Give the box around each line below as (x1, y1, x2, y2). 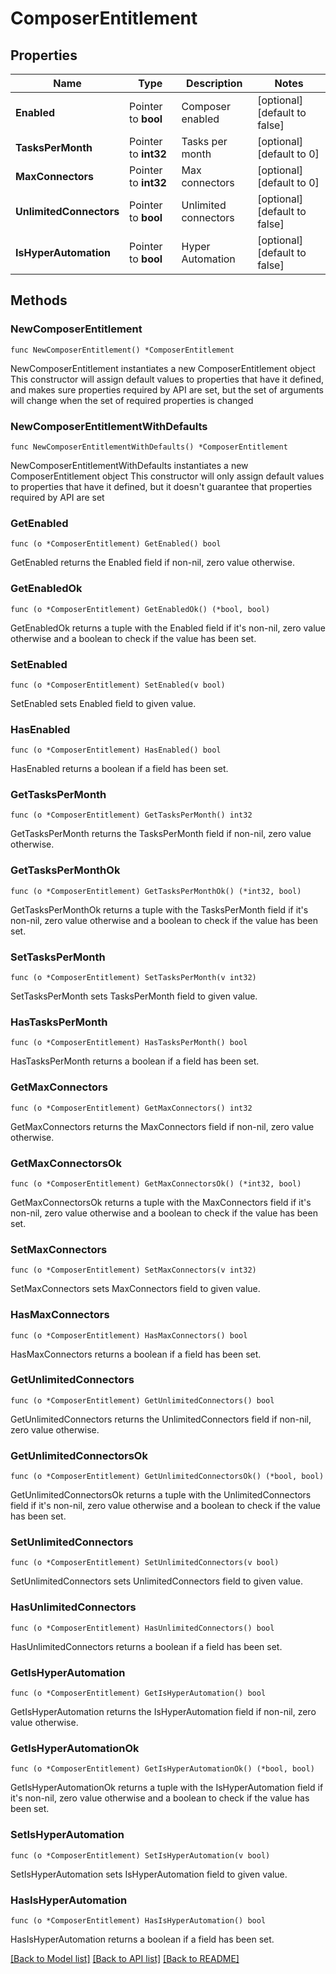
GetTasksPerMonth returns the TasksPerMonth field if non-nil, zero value (10, 828, 312, 840)
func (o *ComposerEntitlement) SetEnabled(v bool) (10, 680, 226, 690)
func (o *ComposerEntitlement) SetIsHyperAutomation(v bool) (10, 1850, 271, 1861)
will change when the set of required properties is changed (10, 394, 254, 406)
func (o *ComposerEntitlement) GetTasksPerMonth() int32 (10, 810, 253, 821)
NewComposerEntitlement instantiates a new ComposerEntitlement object (10, 362, 316, 374)
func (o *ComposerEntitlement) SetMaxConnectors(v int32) (10, 1265, 257, 1276)
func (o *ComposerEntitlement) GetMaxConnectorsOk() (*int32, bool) (10, 1178, 302, 1189)
